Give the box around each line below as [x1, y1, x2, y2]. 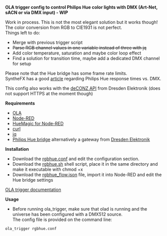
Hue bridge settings [12, 177, 53, 183]
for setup [12, 61, 31, 66]
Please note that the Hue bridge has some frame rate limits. [5, 70, 128, 76]
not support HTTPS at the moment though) [5, 91, 93, 96]
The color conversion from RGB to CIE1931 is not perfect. [5, 24, 122, 30]
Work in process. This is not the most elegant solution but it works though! [5, 19, 158, 25]
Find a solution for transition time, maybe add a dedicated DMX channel [12, 55, 160, 61]
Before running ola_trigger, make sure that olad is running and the [12, 206, 148, 212]
